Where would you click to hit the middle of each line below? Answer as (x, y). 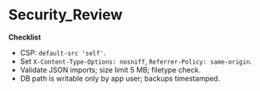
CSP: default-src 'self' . (63, 52)
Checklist (25, 37)
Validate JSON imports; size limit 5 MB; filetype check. (110, 69)
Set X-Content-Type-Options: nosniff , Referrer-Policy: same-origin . (136, 61)
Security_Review (66, 15)
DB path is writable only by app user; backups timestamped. (120, 78)
